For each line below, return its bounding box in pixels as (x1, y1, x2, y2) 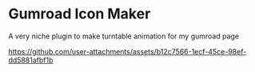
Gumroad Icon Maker (8, 5, 151, 23)
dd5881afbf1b (8, 55, 54, 65)
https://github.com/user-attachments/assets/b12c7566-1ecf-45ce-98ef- (8, 46, 247, 56)
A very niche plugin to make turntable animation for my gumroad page (8, 31, 240, 41)
